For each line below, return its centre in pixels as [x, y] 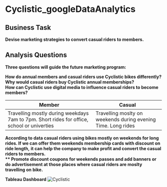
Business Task [28, 28]
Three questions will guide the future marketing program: [66, 67]
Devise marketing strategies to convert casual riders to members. [75, 39]
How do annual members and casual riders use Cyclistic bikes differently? [83, 77]
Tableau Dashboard [26, 179]
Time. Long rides [115, 125]
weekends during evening [125, 119]
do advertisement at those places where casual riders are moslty [74, 164]
